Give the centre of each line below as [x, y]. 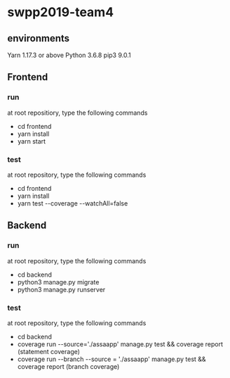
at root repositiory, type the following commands [77, 113]
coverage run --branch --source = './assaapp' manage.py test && [111, 359]
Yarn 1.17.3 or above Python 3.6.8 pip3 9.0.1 [69, 55]
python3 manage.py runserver [61, 289]
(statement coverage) [49, 351]
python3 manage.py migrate [58, 282]
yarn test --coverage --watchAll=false [73, 203]
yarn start [32, 141]
